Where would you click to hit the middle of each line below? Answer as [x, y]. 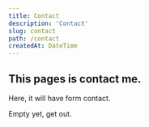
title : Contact [34, 16]
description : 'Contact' [49, 23]
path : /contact [34, 38]
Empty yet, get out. [40, 113]
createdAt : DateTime [43, 46]
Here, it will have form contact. [60, 98]
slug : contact [32, 31]
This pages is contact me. [75, 79]
